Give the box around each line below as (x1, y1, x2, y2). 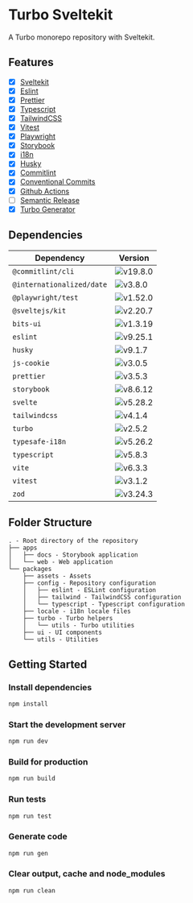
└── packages (8, 565, 52, 574)
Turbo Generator (19, 204, 76, 214)
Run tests (8, 793, 47, 805)
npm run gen (8, 849, 48, 857)
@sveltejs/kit (12, 306, 67, 315)
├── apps (8, 544, 38, 553)
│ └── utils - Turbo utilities (23, 622, 135, 630)
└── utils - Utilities (23, 636, 99, 644)
